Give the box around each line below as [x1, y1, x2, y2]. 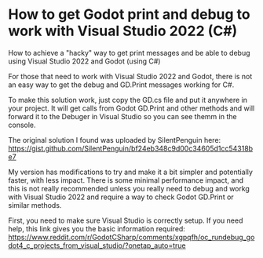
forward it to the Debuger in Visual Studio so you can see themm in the [8, 111, 237, 121]
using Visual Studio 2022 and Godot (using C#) [8, 56, 161, 66]
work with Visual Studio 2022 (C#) [8, 22, 238, 40]
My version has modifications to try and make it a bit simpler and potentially [8, 167, 254, 176]
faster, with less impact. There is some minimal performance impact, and [8, 175, 243, 185]
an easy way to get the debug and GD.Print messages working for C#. [8, 80, 235, 89]
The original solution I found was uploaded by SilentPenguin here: [8, 135, 221, 144]
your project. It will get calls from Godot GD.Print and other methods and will [8, 104, 255, 113]
